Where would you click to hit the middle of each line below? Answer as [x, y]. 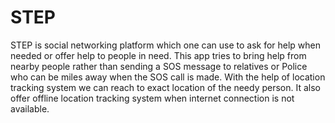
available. [30, 108]
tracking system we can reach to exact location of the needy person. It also [166, 87]
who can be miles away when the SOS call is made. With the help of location [168, 77]
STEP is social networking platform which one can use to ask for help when [166, 45]
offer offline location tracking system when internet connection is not [152, 98]
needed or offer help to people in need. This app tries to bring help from [158, 55]
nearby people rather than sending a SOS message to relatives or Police [159, 66]
